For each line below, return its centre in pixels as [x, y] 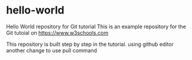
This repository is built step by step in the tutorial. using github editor [90, 44]
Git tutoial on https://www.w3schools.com [57, 32]
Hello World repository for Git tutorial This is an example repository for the [96, 26]
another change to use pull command [52, 50]
